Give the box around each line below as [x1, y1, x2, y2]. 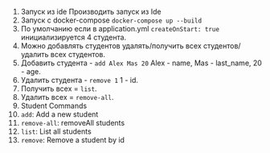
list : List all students [20, 126, 92, 136]
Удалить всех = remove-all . [20, 93, 115, 101]
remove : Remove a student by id [20, 135, 125, 144]
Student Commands [20, 101, 88, 110]
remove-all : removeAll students [20, 118, 125, 127]
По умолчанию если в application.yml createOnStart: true [20, 24, 220, 33]
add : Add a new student [20, 110, 99, 119]
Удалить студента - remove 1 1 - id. [20, 76, 139, 85]
